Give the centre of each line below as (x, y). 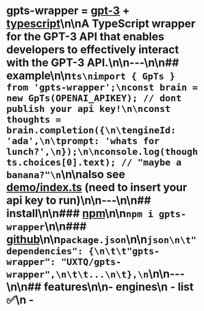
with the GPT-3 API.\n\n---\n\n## (93, 63)
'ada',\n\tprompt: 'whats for (83, 141)
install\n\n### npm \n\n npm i (80, 213)
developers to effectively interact (93, 50)
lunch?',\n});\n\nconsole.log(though (102, 152)
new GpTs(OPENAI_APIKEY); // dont (94, 98)
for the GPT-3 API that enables (86, 37)
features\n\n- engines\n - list (118, 287)
